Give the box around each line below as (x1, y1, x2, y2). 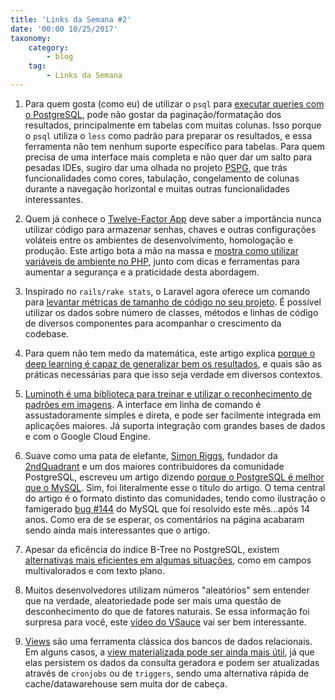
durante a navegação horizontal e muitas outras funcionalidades (24, 182, 290, 195)
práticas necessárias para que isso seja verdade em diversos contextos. (24, 368, 323, 380)
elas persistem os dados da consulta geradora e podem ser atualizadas (24, 656, 320, 668)
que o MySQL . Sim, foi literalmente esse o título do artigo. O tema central (24, 481, 326, 493)
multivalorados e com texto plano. (24, 564, 165, 576)
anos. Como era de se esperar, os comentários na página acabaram (24, 513, 305, 525)
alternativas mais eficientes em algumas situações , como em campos (24, 554, 312, 566)
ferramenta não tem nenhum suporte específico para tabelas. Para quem (24, 140, 326, 152)
